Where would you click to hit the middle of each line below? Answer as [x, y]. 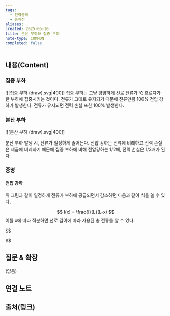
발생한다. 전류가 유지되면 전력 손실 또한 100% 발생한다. [69, 105]
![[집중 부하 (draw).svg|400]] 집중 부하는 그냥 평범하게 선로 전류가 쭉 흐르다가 [83, 93]
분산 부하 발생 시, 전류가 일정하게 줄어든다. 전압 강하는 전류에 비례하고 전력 [79, 142]
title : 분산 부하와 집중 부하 [33, 34]
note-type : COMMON [25, 39]
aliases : [15, 24]
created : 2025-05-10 [27, 29]
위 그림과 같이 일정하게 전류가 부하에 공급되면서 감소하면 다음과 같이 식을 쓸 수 [83, 195]
